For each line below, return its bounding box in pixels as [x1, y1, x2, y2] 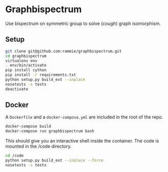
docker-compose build [5, 124, 51, 129]
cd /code [5, 153, 24, 158]
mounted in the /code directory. [5, 144, 72, 150]
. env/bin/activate [5, 63, 47, 68]
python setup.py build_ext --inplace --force [5, 158, 103, 163]
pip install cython [5, 68, 47, 73]
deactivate [5, 87, 29, 92]
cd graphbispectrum [5, 53, 47, 59]
